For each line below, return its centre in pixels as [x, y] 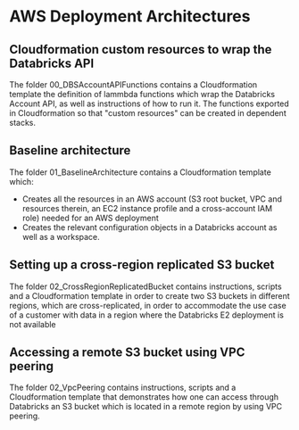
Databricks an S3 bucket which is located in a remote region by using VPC [146, 407]
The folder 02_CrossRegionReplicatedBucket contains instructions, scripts [146, 286]
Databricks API [52, 63]
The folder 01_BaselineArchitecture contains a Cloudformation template [141, 172]
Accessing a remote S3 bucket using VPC [127, 353]
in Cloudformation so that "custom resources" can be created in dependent [148, 113]
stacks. [23, 123]
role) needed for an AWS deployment [90, 218]
